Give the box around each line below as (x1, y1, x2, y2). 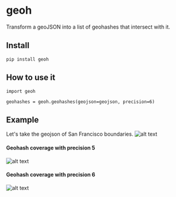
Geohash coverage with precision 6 (6, 171, 96, 179)
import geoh (6, 88, 36, 94)
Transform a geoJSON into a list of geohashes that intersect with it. (6, 23, 171, 30)
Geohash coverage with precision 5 (6, 144, 95, 151)
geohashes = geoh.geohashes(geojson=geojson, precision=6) (6, 99, 155, 105)
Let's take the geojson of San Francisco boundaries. (6, 130, 133, 137)
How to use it (6, 73, 56, 83)
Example (6, 114, 39, 125)
